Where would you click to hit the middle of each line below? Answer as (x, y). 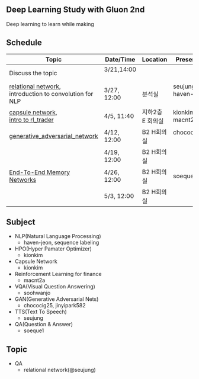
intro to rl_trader (32, 120)
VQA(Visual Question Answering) (55, 287)
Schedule (24, 43)
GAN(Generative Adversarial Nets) (57, 299)
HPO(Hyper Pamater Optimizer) (53, 249)
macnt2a (34, 280)
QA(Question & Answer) (44, 325)
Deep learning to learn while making (50, 24)
